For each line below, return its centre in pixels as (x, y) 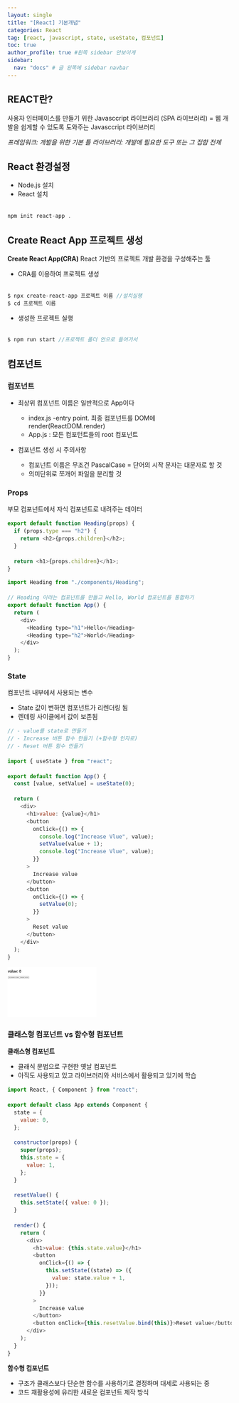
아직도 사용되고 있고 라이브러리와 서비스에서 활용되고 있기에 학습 (107, 1075)
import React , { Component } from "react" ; (73, 1090)
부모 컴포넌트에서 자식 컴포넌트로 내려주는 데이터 (75, 509)
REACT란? (30, 100)
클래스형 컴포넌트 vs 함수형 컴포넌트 (65, 1034)
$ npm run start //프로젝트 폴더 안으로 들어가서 (73, 340)
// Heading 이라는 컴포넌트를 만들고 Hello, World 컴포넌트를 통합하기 (101, 598)
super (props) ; (41, 1150)
